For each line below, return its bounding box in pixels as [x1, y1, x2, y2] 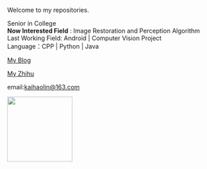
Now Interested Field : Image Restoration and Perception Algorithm [7, 27, 200, 35]
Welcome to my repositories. [7, 6, 90, 14]
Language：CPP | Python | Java [7, 42, 99, 51]
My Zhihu [7, 69, 35, 78]
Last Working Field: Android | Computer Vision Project [7, 34, 162, 42]
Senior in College [7, 19, 57, 27]
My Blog [7, 56, 31, 64]
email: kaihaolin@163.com [7, 83, 80, 91]
